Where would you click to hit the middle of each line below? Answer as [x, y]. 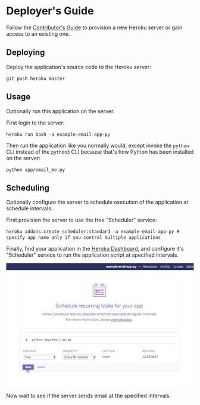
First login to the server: [35, 123]
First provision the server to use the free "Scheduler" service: [82, 220]
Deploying [26, 53]
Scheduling [28, 188]
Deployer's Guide [50, 11]
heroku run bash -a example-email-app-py [58, 134]
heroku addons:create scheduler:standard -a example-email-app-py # [93, 232]
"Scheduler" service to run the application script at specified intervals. [92, 255]
